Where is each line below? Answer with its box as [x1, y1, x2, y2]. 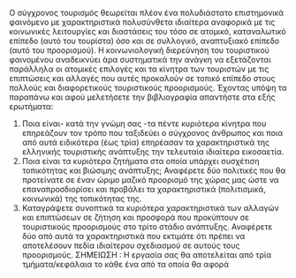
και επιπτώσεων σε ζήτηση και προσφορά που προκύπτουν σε [21, 212, 250, 222]
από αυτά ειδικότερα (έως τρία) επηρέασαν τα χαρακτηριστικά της [21, 137, 270, 147]
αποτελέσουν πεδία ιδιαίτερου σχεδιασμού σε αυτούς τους [21, 240, 240, 251]
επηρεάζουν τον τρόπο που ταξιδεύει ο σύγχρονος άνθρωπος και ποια [21, 128, 284, 138]
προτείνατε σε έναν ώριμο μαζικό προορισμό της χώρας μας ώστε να [21, 175, 280, 184]
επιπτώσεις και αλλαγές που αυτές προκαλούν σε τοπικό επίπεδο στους [9, 73, 276, 83]
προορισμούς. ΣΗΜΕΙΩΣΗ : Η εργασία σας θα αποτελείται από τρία [21, 250, 272, 259]
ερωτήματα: [9, 101, 54, 111]
